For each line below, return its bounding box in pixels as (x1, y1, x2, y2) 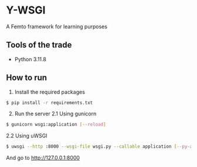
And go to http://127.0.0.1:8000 (6, 154, 80, 162)
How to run (6, 73, 47, 83)
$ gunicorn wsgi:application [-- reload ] (6, 122, 107, 128)
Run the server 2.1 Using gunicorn (14, 110, 97, 118)
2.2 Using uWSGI (6, 132, 48, 139)
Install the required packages (14, 88, 85, 95)
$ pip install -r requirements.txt (6, 99, 93, 106)
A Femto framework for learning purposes (6, 23, 107, 30)
